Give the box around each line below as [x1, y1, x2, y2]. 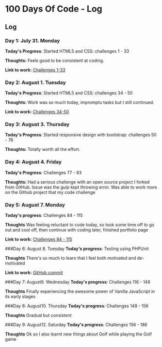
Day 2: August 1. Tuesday [5, 79, 66, 86]
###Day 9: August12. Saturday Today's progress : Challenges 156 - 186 [5, 322, 148, 328]
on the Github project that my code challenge [5, 189, 96, 195]
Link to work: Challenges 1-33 [5, 67, 65, 73]
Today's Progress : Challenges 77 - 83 [5, 170, 82, 175]
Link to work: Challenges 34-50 [5, 109, 69, 115]
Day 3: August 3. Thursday [5, 121, 70, 128]
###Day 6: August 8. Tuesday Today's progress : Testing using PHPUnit [5, 246, 149, 252]
